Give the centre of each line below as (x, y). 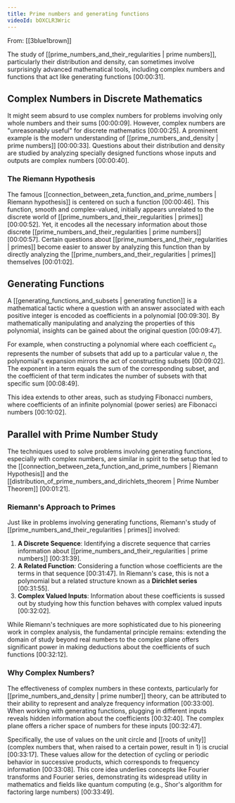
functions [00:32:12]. (38, 655)
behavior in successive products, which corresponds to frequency (103, 761)
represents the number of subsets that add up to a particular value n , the (113, 354)
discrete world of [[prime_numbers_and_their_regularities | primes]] (105, 216)
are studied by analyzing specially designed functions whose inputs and (112, 153)
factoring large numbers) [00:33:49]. (61, 792)
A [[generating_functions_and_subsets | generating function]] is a (102, 301)
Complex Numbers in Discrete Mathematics (105, 98)
